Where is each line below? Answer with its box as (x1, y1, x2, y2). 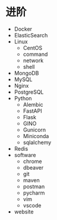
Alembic (23, 101, 44, 108)
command (23, 50, 48, 58)
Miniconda (23, 132, 49, 139)
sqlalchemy (23, 139, 52, 146)
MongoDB (14, 69, 39, 76)
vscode (23, 202, 42, 209)
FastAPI (23, 107, 42, 114)
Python (14, 94, 32, 101)
